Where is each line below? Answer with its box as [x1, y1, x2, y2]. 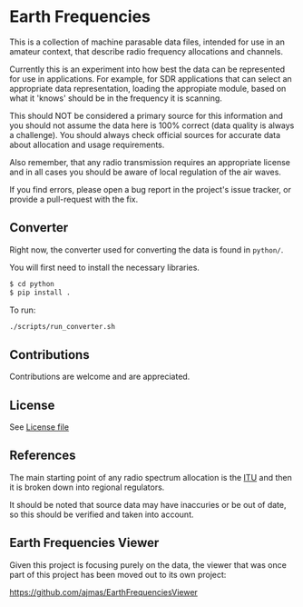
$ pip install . [9, 288, 71, 297]
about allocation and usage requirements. [9, 139, 165, 150]
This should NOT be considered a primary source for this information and [9, 110, 284, 121]
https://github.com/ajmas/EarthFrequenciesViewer [9, 586, 198, 597]
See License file [9, 422, 70, 433]
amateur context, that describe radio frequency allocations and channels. [9, 45, 284, 56]
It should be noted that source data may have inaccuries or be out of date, [9, 499, 287, 510]
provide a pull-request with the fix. [9, 194, 139, 204]
